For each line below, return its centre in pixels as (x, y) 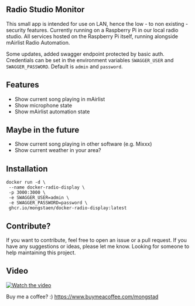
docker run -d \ (26, 182)
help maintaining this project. (41, 253)
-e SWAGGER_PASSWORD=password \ (48, 203)
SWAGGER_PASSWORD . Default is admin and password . (64, 66)
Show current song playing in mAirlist (60, 99)
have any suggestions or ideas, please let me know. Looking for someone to (98, 247)
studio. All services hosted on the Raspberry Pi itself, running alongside (92, 36)
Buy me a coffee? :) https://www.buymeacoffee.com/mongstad (82, 297)
